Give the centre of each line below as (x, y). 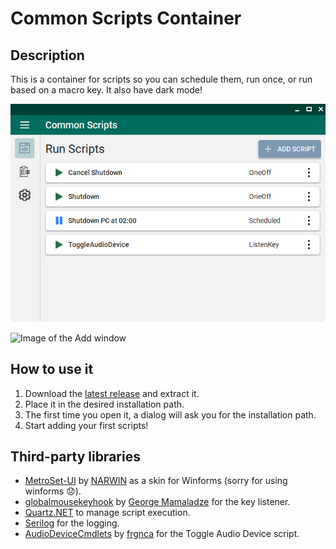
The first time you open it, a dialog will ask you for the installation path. (170, 414)
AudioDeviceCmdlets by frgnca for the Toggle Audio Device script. (162, 534)
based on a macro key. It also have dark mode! (106, 90)
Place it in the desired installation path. (104, 404)
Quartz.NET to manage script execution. (107, 513)
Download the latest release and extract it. (112, 393)
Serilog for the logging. (72, 523)
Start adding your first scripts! (86, 425)
